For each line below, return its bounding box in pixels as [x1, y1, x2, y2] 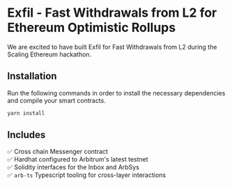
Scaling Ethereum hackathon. [7, 50, 92, 59]
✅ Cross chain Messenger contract [7, 148, 108, 156]
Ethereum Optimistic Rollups [7, 20, 176, 36]
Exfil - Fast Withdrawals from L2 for [7, 5, 217, 21]
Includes [7, 129, 46, 141]
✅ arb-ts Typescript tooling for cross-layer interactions [7, 171, 166, 179]
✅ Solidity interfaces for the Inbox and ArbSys [7, 163, 139, 171]
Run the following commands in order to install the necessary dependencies [7, 88, 226, 97]
